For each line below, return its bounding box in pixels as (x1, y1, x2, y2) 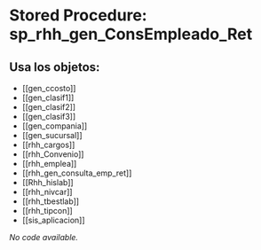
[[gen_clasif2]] (21, 102, 76, 112)
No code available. (9, 232, 78, 242)
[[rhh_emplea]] (21, 159, 77, 168)
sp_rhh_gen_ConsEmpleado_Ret (9, 24, 253, 44)
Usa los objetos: (9, 59, 100, 74)
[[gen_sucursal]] (21, 130, 83, 140)
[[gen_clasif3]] (21, 112, 76, 121)
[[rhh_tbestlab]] (21, 196, 80, 207)
